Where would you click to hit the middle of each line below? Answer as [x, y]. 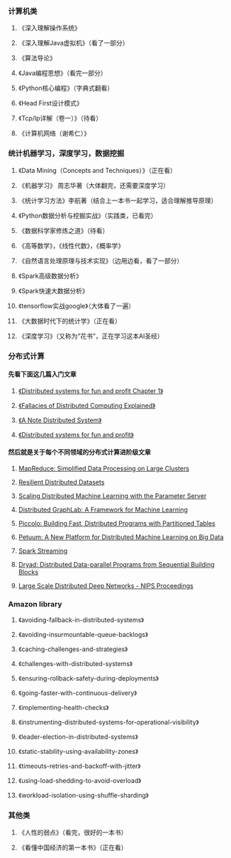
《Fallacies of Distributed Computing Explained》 [87, 405]
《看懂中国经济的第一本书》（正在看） [73, 847]
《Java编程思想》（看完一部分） [62, 73]
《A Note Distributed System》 [60, 420]
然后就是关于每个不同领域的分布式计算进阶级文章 [79, 452]
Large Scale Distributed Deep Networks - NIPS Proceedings [106, 585]
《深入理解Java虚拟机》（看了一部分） [74, 43]
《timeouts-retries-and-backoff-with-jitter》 [79, 766]
